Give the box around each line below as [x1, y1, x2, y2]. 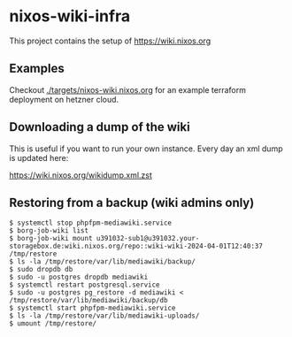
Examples [9, 61, 65, 76]
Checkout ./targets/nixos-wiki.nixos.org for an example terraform [9, 84, 246, 95]
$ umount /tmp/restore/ [9, 319, 97, 328]
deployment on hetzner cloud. [9, 94, 119, 104]
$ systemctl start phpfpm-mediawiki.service [9, 303, 176, 313]
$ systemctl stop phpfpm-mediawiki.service [9, 218, 173, 227]
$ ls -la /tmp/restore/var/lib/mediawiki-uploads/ [9, 311, 200, 320]
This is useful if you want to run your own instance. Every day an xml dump [9, 143, 283, 154]
